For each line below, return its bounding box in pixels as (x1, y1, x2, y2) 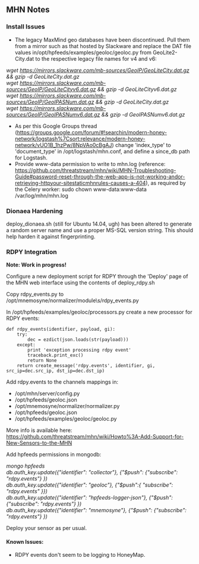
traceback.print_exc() (27, 352, 84, 359)
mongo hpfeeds (6, 462, 45, 469)
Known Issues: (6, 538, 44, 545)
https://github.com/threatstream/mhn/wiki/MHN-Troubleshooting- (14, 167, 176, 174)
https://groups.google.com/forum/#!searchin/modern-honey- (17, 129, 168, 136)
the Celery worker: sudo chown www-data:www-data (14, 186, 147, 193)
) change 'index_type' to (112, 141, 171, 148)
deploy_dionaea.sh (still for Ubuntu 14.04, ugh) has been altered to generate (6, 220, 192, 227)
